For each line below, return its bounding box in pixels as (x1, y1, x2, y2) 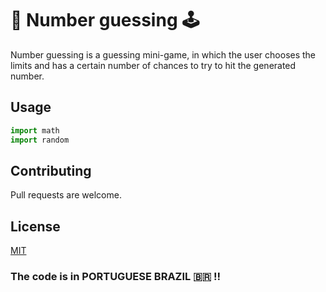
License (10, 218, 61, 235)
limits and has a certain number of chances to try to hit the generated (10, 59, 297, 71)
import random (10, 135, 70, 145)
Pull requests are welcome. (10, 189, 122, 201)
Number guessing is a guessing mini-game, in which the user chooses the (10, 48, 317, 61)
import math (10, 125, 60, 136)
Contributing (10, 162, 92, 179)
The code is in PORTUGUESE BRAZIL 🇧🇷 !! (10, 270, 222, 284)
